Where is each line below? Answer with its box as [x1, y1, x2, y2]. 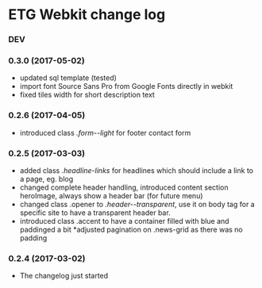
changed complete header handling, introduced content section [19, 182, 229, 192]
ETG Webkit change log [8, 6, 166, 24]
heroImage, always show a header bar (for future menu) [19, 191, 204, 200]
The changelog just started [19, 271, 109, 281]
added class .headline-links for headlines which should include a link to [19, 166, 254, 175]
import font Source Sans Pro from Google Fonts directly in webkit [19, 82, 233, 91]
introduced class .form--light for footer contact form [19, 128, 191, 137]
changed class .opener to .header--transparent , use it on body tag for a [19, 200, 256, 209]
